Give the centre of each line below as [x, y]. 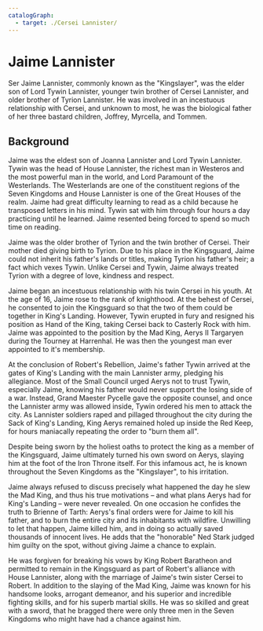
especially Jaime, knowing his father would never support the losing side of [130, 390]
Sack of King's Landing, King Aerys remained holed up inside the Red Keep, [131, 423]
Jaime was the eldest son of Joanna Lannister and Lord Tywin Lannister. [125, 160]
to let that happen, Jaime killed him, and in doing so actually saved [116, 529]
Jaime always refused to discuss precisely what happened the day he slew [130, 487]
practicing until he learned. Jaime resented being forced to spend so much [129, 219]
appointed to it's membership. [57, 350]
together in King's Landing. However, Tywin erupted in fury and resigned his [131, 316]
